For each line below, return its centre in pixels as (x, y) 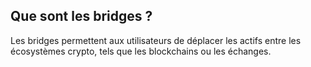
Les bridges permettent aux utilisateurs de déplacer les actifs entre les (156, 40)
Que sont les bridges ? (81, 16)
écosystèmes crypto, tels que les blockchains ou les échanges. (141, 51)
